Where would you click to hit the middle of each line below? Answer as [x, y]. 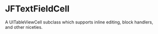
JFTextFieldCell [37, 9]
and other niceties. [24, 27]
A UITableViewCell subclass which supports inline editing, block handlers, [79, 22]
